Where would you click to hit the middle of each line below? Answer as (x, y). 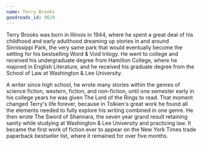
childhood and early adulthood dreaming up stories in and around (88, 41)
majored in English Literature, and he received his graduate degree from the (100, 66)
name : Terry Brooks (31, 12)
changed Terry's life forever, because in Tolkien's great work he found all (97, 103)
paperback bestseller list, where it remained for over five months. (87, 135)
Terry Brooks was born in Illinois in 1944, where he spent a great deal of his (100, 34)
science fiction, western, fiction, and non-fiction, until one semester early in (100, 91)
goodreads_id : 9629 (31, 17)
